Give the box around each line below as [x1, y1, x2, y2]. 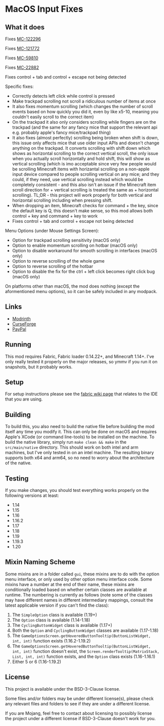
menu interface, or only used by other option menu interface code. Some [5, 576, 153, 582]
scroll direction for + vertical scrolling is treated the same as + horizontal [12, 187, 159, 192]
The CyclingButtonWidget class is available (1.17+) [12, 622, 113, 628]
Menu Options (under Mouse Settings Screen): [5, 228, 99, 234]
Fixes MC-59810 [5, 55, 38, 61]
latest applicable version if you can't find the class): [5, 602, 109, 608]
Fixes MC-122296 [5, 36, 41, 42]
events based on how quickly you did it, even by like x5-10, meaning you [12, 109, 159, 114]
